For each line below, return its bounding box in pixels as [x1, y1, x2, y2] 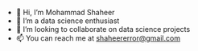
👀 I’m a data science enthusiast [15, 16, 120, 25]
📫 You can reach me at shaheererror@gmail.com [15, 33, 181, 43]
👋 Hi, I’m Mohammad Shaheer [15, 8, 115, 17]
